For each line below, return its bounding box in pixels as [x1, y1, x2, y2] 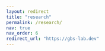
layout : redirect [6, 8, 49, 15]
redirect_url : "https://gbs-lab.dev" [6, 36, 100, 42]
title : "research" [6, 14, 52, 20]
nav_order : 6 [6, 30, 39, 36]
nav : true [6, 25, 31, 31]
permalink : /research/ [6, 19, 62, 25]
